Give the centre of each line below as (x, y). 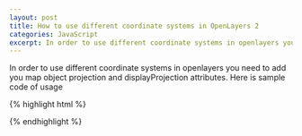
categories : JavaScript (54, 34)
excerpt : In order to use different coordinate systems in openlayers (144, 42)
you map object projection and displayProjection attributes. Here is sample (147, 78)
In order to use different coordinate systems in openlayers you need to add (148, 68)
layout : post (34, 17)
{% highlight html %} (48, 105)
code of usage (36, 87)
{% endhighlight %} (46, 122)
